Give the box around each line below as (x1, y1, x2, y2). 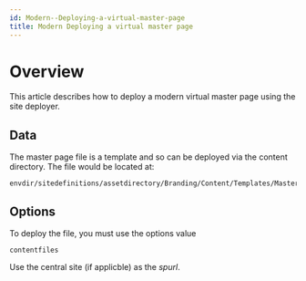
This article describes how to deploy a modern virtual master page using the (9, 91, 296, 102)
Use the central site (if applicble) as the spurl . (9, 262, 180, 273)
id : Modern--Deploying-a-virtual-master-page (9, 13, 185, 23)
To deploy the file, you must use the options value (9, 228, 197, 239)
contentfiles (9, 245, 59, 255)
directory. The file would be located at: (9, 161, 155, 172)
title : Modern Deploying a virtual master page (9, 22, 194, 31)
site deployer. (9, 101, 61, 112)
